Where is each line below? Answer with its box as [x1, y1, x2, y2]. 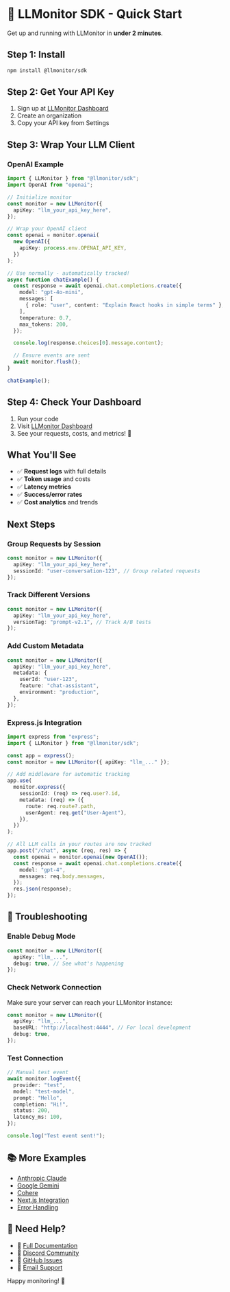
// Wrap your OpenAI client [7, 225, 88, 232]
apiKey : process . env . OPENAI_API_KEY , [19, 245, 127, 252]
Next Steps [7, 518, 55, 530]
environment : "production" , [19, 689, 99, 696]
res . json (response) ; [13, 886, 72, 893]
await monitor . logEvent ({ [7, 1076, 81, 1082]
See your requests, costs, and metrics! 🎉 [16, 429, 132, 437]
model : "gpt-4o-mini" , [19, 289, 84, 296]
